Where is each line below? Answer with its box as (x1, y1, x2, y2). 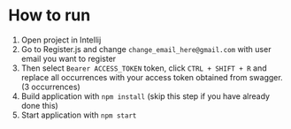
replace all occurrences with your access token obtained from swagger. (20, 72, 284, 82)
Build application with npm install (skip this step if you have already (20, 90, 271, 102)
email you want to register (20, 53, 117, 64)
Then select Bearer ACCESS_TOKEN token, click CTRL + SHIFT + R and (20, 63, 267, 73)
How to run (8, 5, 91, 26)
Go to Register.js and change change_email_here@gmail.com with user (20, 43, 272, 54)
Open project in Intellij (20, 34, 102, 45)
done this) (20, 100, 58, 110)
